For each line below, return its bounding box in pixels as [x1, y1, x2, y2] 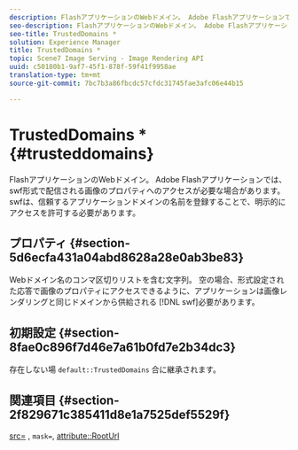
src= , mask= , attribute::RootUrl [9, 431, 120, 441]
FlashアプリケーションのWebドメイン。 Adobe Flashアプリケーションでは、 [9, 174, 287, 184]
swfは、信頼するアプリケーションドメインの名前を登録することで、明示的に [9, 196, 286, 206]
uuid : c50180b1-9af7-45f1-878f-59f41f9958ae [9, 63, 176, 72]
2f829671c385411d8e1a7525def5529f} [9, 407, 231, 422]
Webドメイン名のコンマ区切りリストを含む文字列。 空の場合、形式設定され [9, 275, 285, 285]
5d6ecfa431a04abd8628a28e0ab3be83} [9, 250, 244, 265]
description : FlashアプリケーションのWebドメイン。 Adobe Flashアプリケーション [9, 12, 286, 22]
